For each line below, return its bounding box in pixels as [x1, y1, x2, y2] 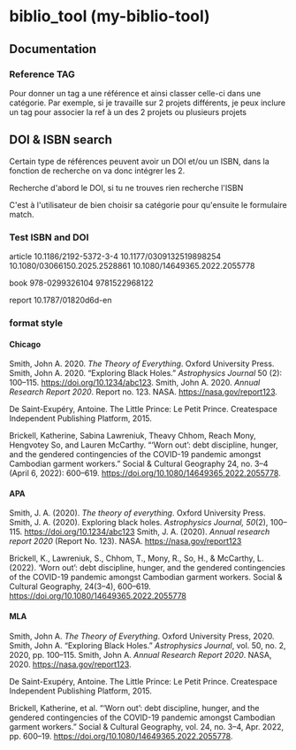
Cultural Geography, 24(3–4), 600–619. [9, 581, 152, 592]
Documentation [9, 42, 97, 57]
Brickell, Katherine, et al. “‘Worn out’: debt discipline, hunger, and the [9, 702, 260, 713]
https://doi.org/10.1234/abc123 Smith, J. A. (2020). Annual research [24, 526, 270, 537]
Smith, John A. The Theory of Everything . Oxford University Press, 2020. [9, 631, 275, 641]
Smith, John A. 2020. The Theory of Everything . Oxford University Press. [9, 358, 275, 369]
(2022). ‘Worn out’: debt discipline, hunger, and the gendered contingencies [9, 562, 285, 573]
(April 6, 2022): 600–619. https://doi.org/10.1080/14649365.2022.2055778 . [9, 468, 281, 478]
